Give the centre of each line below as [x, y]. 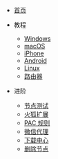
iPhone [34, 53]
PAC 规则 [37, 123]
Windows [37, 39]
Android [35, 60]
